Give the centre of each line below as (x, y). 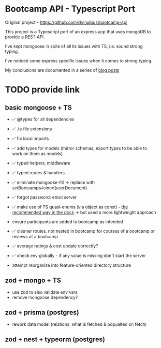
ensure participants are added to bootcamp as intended (67, 222)
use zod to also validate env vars (45, 292)
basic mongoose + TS (38, 107)
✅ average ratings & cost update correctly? (55, 246)
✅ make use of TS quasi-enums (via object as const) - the (70, 207)
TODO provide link (43, 90)
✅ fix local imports (30, 138)
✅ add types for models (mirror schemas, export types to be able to (80, 148)
